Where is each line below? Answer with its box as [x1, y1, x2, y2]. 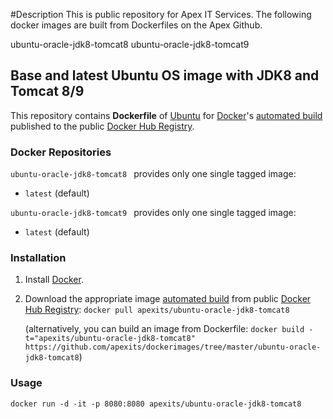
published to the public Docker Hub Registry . [10, 120, 195, 132]
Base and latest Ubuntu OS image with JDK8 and [10, 67, 320, 84]
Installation [10, 251, 67, 265]
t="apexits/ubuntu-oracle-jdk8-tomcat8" [24, 334, 196, 344]
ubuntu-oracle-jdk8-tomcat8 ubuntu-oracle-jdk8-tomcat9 [10, 39, 250, 50]
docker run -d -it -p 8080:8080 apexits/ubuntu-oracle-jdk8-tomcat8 [10, 399, 302, 409]
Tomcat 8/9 [10, 83, 85, 100]
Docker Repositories [10, 145, 112, 159]
